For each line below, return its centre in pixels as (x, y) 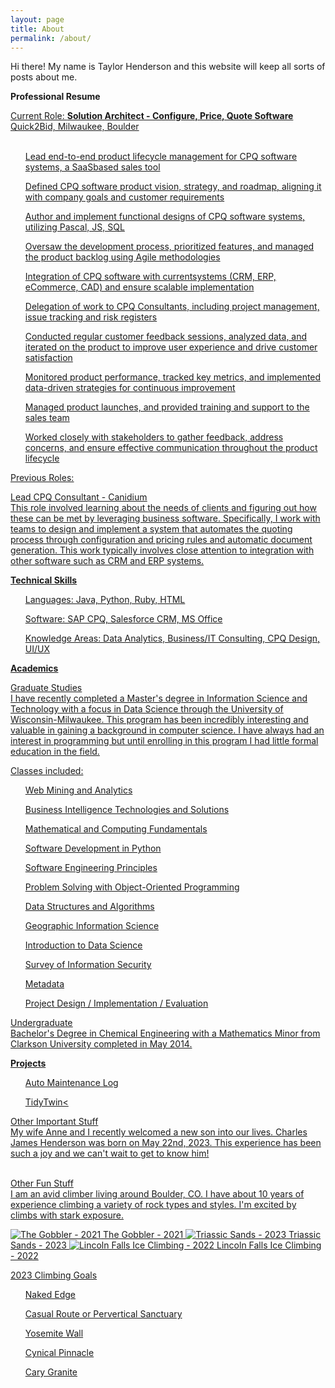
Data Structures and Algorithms (89, 907)
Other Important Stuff (54, 1122)
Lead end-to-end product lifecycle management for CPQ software (161, 157)
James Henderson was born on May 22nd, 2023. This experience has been (166, 1143)
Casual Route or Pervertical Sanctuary (103, 1314)
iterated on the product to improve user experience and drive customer (171, 347)
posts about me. (44, 77)
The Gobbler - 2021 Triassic (212, 1235)
